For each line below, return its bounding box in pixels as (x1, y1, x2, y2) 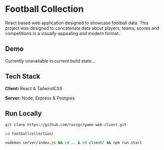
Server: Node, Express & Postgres (5, 95, 75, 101)
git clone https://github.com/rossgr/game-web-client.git (5, 122, 127, 127)
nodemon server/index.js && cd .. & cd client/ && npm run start (5, 140, 142, 146)
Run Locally (5, 109, 42, 117)
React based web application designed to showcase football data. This (5, 20, 149, 26)
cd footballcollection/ (5, 131, 54, 137)
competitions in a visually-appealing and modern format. (5, 30, 120, 36)
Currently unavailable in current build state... (5, 58, 95, 64)
